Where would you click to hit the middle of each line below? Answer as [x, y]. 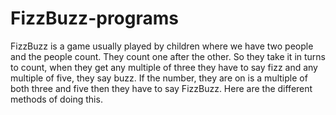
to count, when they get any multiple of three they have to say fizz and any [164, 67]
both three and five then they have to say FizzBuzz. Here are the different [161, 88]
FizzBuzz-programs [94, 18]
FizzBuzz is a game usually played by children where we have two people [162, 46]
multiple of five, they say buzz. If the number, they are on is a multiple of [159, 78]
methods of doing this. [56, 99]
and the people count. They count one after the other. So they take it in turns [168, 56]
